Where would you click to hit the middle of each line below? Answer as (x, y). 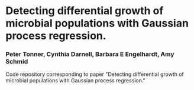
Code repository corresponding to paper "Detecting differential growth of (95, 74)
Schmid (17, 62)
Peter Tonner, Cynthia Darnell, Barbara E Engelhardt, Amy (90, 54)
